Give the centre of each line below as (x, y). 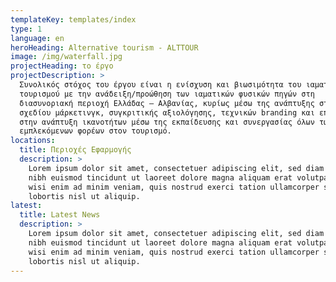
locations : (33, 141)
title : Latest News (60, 215)
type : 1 (26, 29)
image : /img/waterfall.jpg (66, 57)
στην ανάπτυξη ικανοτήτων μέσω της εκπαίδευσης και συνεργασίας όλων (167, 122)
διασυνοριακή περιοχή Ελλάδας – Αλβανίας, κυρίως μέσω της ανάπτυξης (167, 103)
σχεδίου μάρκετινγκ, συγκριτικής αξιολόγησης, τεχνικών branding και (167, 112)
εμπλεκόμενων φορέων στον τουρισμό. (95, 131)
